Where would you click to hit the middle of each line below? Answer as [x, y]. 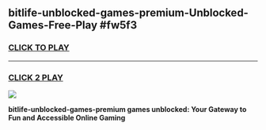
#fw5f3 [118, 26]
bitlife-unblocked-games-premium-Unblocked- [129, 13]
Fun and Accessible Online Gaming [67, 117]
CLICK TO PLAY [39, 48]
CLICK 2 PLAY [36, 77]
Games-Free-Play [53, 26]
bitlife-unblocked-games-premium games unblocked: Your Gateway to [127, 109]
